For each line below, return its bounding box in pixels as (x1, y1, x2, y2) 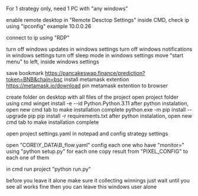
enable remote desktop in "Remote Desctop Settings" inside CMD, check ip (6, 17, 190, 23)
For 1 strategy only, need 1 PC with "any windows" (6, 5, 128, 12)
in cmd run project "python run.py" (6, 165, 92, 172)
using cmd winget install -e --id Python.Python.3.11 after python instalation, (6, 100, 189, 107)
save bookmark (6, 70, 44, 76)
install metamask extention (64, 76, 129, 83)
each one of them (6, 154, 49, 161)
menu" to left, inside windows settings (6, 58, 99, 65)
